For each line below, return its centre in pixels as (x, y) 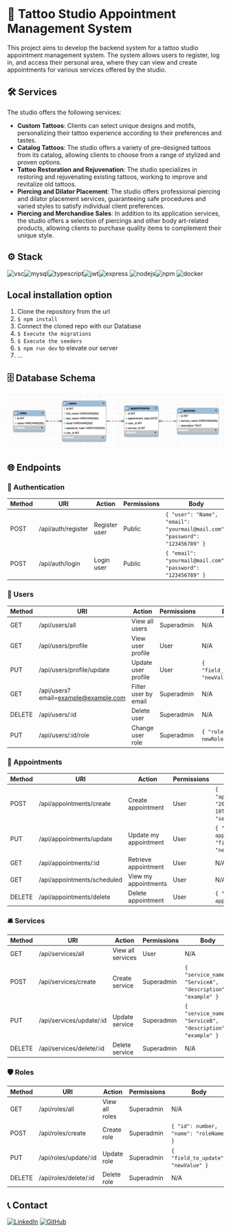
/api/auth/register (64, 529)
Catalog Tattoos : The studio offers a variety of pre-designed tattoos (114, 147)
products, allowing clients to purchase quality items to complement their (119, 228)
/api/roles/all (56, 1109)
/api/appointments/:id (69, 863)
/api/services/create (67, 982)
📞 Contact (27, 1205)
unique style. (35, 235)
